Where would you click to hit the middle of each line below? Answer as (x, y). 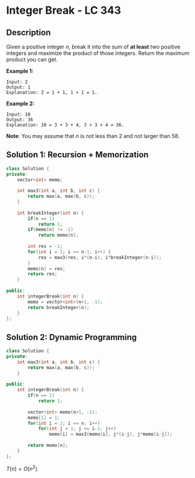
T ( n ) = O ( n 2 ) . (22, 468)
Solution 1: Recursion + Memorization (77, 155)
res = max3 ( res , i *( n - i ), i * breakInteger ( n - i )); (100, 258)
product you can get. (32, 59)
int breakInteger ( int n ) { (51, 213)
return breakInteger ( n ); (59, 307)
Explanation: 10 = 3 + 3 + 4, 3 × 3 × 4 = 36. (65, 125)
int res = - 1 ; (45, 246)
